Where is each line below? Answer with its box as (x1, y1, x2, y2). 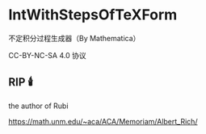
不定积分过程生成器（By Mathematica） (8, 33, 141, 43)
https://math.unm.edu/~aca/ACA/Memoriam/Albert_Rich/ (8, 116, 198, 126)
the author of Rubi (8, 101, 69, 111)
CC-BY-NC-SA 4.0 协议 (8, 50, 86, 60)
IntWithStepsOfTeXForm (8, 6, 178, 24)
